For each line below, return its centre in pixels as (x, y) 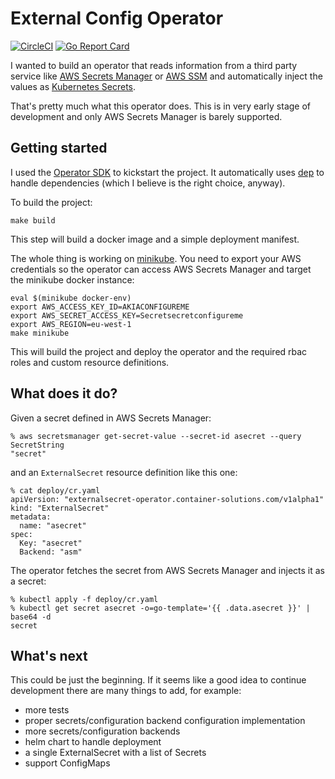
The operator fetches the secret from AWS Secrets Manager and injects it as (167, 570)
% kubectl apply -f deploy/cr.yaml (84, 599)
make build (33, 220)
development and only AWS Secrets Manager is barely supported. (146, 116)
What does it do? (64, 393)
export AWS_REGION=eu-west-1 (71, 324)
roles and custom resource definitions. (90, 362)
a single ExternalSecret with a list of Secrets (115, 753)
